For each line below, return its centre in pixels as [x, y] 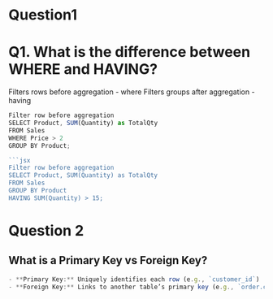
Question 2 [46, 230]
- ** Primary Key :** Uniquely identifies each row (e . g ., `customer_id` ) [134, 279]
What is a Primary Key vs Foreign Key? [108, 260]
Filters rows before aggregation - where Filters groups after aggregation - [132, 92]
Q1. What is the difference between [129, 52]
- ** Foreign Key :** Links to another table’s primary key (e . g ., [121, 287]
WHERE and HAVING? [83, 69]
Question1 [43, 15]
